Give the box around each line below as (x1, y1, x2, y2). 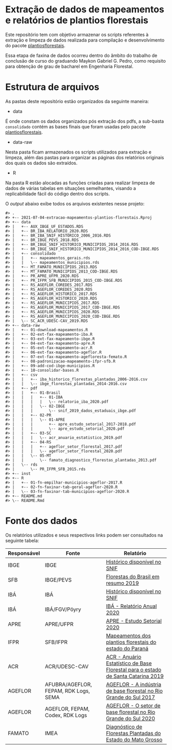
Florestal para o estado (105, 666, 162, 673)
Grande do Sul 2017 (105, 694, 155, 701)
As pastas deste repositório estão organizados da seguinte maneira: (5, 98, 149, 104)
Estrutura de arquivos (5, 81, 100, 93)
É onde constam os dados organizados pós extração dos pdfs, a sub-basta (5, 118, 164, 124)
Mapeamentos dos (105, 632, 151, 639)
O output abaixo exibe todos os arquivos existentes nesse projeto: (5, 200, 145, 206)
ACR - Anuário (105, 653, 142, 660)
